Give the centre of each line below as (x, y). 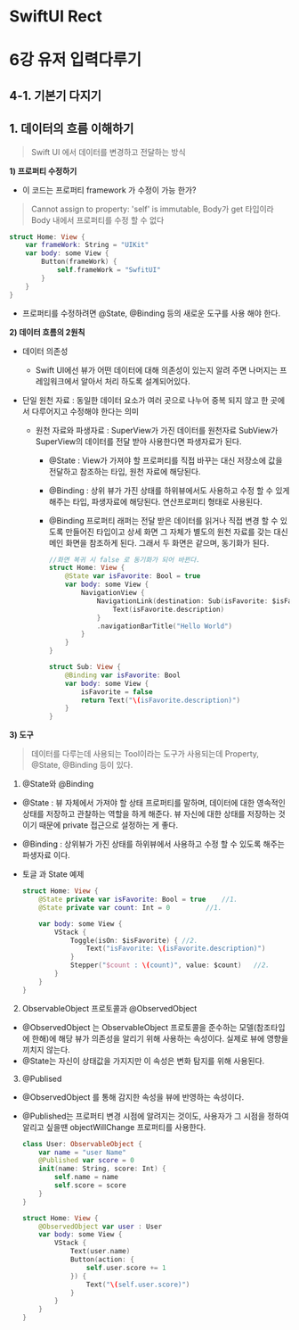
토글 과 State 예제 (53, 874)
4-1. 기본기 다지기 (56, 95)
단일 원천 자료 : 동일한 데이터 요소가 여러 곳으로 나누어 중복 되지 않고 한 (145, 400)
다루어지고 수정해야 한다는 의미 (85, 411)
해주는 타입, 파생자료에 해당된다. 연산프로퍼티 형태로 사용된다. (155, 501)
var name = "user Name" (82, 1152)
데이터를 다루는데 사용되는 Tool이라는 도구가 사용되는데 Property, (145, 754)
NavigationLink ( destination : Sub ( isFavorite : (182, 601)
